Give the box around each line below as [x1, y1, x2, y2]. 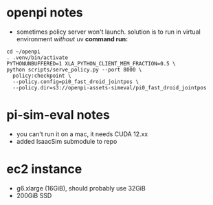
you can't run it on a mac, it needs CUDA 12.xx [16, 129, 148, 138]
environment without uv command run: [16, 34, 128, 43]
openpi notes [6, 5, 83, 21]
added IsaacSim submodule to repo [16, 137, 117, 145]
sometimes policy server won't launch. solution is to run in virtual [16, 28, 201, 36]
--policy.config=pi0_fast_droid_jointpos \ [12, 78, 139, 85]
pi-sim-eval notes [6, 107, 111, 123]
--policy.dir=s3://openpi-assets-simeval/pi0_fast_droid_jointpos [12, 84, 207, 91]
